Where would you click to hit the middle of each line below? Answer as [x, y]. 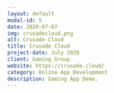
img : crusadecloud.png [40, 33]
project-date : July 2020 [43, 53]
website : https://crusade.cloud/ [56, 66]
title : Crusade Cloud [39, 46]
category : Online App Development [58, 72]
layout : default [31, 14]
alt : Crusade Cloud [36, 40]
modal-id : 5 [24, 20]
